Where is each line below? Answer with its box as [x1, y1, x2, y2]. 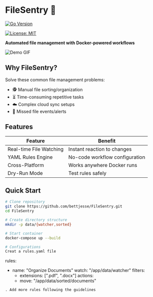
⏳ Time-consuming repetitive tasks [12, 94, 84, 100]
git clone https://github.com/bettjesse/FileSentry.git [5, 204, 122, 209]
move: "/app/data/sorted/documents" [19, 278, 97, 284]
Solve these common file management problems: [5, 76, 105, 83]
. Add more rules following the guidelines [5, 288, 96, 293]
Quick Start [5, 186, 41, 195]
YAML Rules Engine [7, 154, 53, 161]
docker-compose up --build [5, 235, 61, 240]
